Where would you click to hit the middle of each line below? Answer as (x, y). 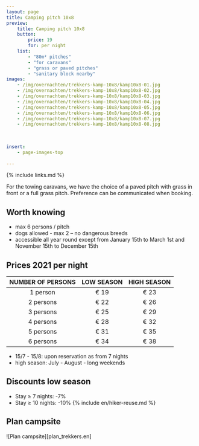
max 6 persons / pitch (42, 227)
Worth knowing (36, 212)
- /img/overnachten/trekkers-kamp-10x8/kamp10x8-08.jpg (89, 124)
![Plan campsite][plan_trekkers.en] (49, 436)
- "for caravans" (49, 62)
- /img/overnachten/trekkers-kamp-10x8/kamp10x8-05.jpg (89, 107)
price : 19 (40, 40)
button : (27, 34)
